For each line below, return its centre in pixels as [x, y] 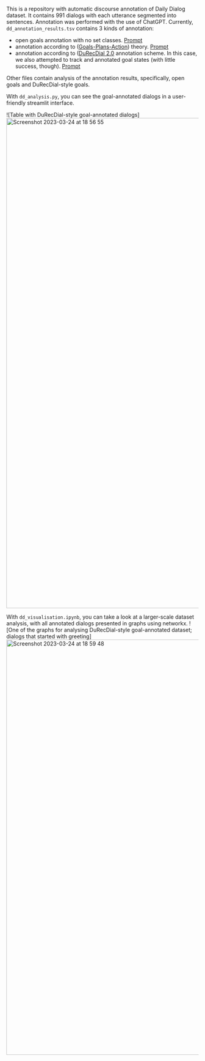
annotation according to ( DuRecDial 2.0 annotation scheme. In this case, [106, 53]
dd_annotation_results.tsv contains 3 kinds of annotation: [80, 28]
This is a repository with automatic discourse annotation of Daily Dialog [96, 9]
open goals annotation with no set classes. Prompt [79, 40]
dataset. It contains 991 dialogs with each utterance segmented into [92, 15]
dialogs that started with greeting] [49, 636]
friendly [16, 103]
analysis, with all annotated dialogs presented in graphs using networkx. [97, 623]
